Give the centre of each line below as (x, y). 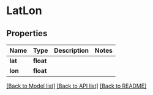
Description (71, 51)
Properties (27, 33)
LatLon (24, 11)
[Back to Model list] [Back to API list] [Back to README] (76, 86)
